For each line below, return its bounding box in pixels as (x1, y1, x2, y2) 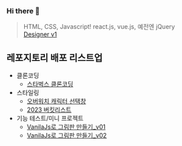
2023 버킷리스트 (26, 106, 72, 114)
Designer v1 (23, 30, 57, 38)
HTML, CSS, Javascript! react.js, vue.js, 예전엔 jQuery (23, 23, 175, 31)
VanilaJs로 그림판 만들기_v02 (26, 132, 108, 140)
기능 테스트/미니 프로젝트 (16, 114, 84, 123)
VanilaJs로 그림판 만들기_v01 (26, 123, 106, 131)
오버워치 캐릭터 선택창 (26, 97, 87, 106)
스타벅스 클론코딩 (26, 80, 74, 88)
